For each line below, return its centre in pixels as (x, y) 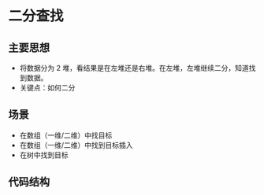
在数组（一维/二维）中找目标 (66, 135)
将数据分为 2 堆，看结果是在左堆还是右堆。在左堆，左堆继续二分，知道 (134, 68)
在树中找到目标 (44, 155)
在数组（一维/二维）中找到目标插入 (76, 145)
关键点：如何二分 (47, 88)
